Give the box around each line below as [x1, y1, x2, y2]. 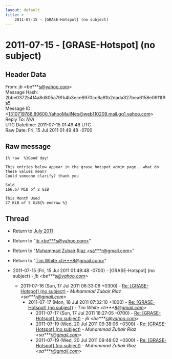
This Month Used [5, 196, 40, 201]
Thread [5, 214, 29, 223]
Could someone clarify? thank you [5, 173, 79, 179]
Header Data [5, 70, 47, 79]
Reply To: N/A [5, 116, 35, 123]
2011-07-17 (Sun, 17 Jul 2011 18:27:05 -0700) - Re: [35, 310, 141, 316]
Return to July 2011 [12, 228, 53, 234]
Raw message [5, 142, 51, 151]
